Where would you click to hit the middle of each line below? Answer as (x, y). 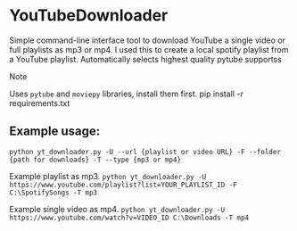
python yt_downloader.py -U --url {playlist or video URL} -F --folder (145, 152)
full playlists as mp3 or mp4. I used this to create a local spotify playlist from (149, 49)
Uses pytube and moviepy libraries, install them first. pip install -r (126, 94)
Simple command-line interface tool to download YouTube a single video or (147, 40)
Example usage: (55, 132)
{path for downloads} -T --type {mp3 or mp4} (95, 160)
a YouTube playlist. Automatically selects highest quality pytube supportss (146, 59)
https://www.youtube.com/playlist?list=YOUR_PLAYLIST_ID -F (124, 185)
